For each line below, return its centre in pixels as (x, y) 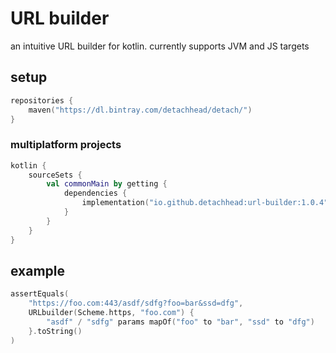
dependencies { (95, 193)
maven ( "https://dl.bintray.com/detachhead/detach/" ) (140, 110)
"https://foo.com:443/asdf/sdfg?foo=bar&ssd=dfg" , (136, 303)
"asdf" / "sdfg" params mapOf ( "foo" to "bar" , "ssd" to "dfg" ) (180, 322)
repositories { (42, 100)
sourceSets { (55, 175)
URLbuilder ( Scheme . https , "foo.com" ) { (111, 313)
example (38, 270)
